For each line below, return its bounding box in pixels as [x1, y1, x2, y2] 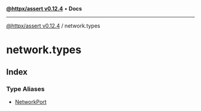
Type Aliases [6, 85, 45, 93]
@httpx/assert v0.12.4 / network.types [6, 22, 100, 29]
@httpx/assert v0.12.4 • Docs [6, 5, 83, 12]
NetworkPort [14, 98, 47, 105]
